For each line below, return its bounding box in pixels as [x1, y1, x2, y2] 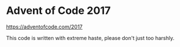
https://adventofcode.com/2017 [6, 23, 83, 30]
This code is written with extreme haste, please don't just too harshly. [6, 34, 175, 41]
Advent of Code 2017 [6, 4, 111, 17]
